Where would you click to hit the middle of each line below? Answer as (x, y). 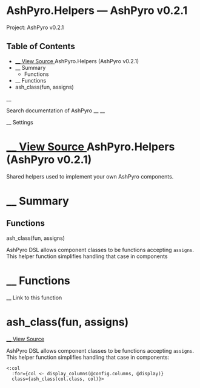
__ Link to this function (34, 298)
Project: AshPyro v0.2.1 (35, 27)
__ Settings (20, 122)
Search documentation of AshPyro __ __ (55, 111)
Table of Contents (41, 46)
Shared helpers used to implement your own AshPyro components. (90, 176)
